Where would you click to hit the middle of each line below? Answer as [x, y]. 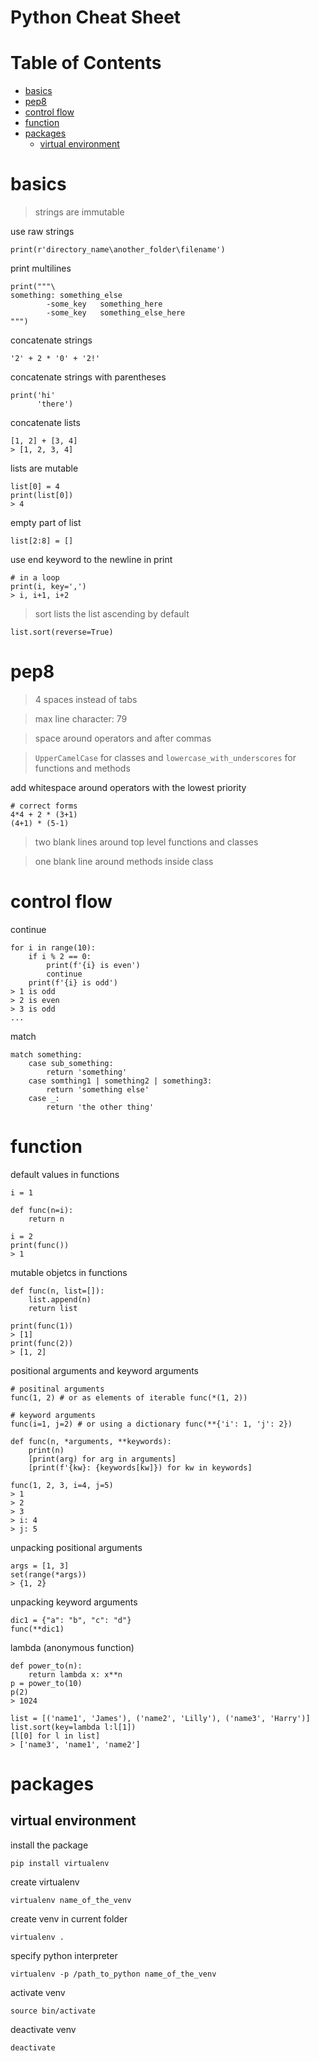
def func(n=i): [42, 1210]
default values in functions [65, 1174]
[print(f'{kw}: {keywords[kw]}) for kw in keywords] [140, 1467]
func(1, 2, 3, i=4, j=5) [62, 1485]
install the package [49, 1845]
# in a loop [35, 578]
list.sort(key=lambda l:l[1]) [73, 1727]
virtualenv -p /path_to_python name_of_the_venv [113, 1974]
